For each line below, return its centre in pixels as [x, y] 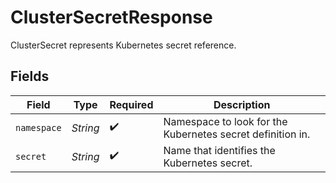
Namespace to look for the [225, 121]
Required [131, 104]
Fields [30, 76]
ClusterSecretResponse [111, 17]
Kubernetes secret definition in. [237, 134]
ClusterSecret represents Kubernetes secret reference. [123, 45]
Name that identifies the [219, 150]
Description [242, 104]
